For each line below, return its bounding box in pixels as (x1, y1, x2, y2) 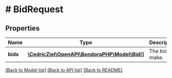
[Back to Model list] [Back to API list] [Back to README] (5, 67, 123, 73)
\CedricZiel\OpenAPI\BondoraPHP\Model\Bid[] (27, 51, 144, 58)
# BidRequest (5, 4, 63, 15)
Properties (5, 24, 40, 33)
